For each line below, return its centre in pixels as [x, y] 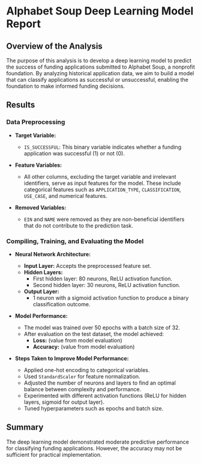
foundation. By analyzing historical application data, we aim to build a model [100, 73]
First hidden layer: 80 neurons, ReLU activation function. [103, 279]
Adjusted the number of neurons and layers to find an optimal [100, 383]
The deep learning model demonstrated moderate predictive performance [97, 442]
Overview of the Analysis [55, 46]
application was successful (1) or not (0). [74, 153]
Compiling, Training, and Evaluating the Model [75, 241]
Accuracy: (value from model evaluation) [84, 347]
